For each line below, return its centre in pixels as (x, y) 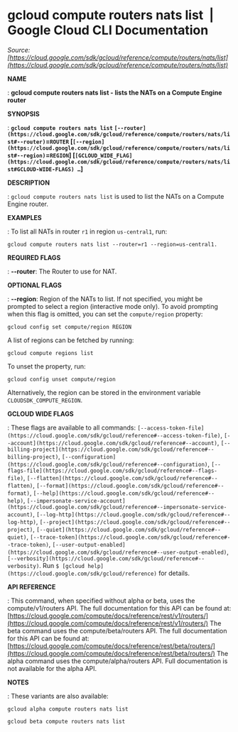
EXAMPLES (25, 217)
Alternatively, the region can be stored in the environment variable (104, 392)
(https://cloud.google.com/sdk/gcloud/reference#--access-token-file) (114, 436)
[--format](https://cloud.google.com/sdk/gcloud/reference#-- (130, 486)
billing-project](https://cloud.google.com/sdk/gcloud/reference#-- (111, 449)
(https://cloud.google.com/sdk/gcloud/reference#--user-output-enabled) (117, 552)
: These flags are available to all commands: (72, 427)
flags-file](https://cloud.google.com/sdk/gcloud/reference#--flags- (113, 471)
